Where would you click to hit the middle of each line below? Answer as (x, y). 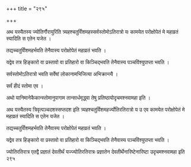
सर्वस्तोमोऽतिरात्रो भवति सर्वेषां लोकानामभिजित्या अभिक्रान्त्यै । (62, 74)
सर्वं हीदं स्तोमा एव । (25, 86)
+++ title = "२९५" (27, 9)
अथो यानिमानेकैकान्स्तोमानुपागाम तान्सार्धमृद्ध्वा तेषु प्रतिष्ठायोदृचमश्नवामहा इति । (79, 98)
